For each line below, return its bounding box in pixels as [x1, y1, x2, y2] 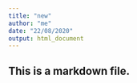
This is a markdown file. [8, 64, 131, 77]
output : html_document [8, 34, 84, 43]
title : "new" [8, 11, 52, 20]
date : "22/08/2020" [8, 27, 74, 35]
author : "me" [8, 19, 52, 27]
